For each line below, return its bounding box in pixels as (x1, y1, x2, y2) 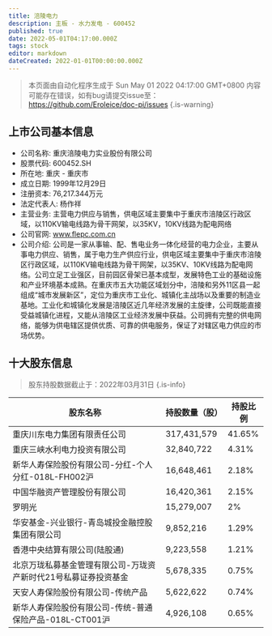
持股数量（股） (165, 407, 223, 418)
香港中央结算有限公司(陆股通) (12, 544, 125, 555)
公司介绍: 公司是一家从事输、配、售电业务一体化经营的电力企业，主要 (19, 239, 252, 249)
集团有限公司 (12, 528, 62, 540)
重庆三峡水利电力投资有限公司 (12, 443, 127, 455)
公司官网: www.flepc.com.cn (19, 228, 116, 239)
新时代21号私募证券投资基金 (20, 571, 129, 583)
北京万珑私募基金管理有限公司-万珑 (12, 559, 148, 570)
